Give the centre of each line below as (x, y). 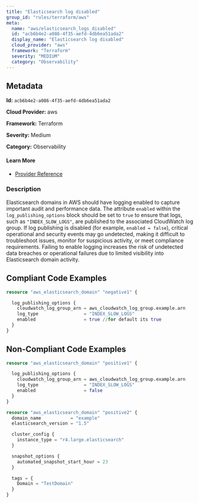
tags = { (22, 478)
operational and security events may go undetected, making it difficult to (96, 234)
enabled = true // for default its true (89, 320)
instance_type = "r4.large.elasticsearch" (71, 440)
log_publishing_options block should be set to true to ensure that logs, (94, 215)
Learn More (21, 160)
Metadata (25, 86)
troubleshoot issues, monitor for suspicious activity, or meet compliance (95, 240)
